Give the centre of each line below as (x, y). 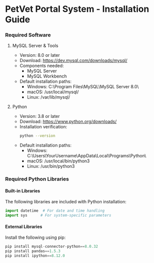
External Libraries (24, 226)
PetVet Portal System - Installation (77, 9)
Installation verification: (43, 127)
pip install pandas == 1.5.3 (33, 251)
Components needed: (42, 66)
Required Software (28, 35)
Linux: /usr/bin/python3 (51, 166)
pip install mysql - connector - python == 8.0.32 (52, 247)
